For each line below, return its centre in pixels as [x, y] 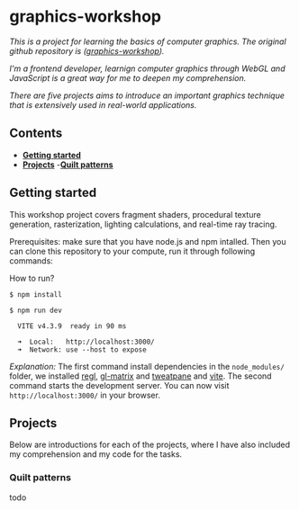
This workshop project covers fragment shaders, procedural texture [135, 214]
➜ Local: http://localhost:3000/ [86, 342]
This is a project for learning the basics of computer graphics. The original [148, 41]
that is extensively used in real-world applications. [103, 104]
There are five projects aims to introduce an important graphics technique [147, 95]
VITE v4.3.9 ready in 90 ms [72, 326]
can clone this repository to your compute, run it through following [132, 251]
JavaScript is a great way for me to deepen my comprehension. [128, 77]
